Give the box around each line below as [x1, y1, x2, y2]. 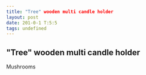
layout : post [6, 14, 39, 20]
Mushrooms [6, 63, 36, 70]
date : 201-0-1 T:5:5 [6, 20, 58, 26]
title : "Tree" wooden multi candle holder [6, 8, 114, 15]
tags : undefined [6, 25, 47, 32]
